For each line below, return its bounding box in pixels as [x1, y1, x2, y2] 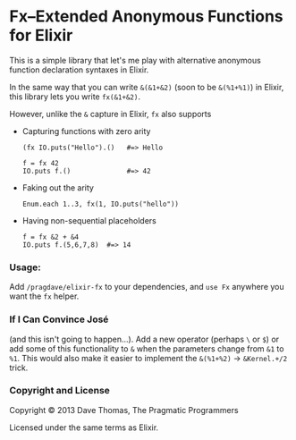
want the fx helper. [9, 291, 80, 301]
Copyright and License [9, 385, 110, 397]
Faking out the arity [21, 182, 94, 193]
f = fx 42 [21, 158, 60, 167]
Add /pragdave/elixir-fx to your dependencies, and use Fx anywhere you [9, 282, 284, 292]
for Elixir [9, 25, 73, 46]
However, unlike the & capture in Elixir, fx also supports [9, 108, 212, 119]
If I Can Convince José [9, 313, 109, 326]
